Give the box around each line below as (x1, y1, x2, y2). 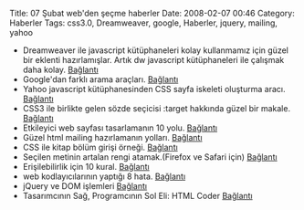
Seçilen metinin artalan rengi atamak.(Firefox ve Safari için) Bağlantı (22, 152, 278, 163)
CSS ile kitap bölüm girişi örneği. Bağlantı (22, 142, 178, 152)
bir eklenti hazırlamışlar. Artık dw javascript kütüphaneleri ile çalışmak (22, 55, 285, 65)
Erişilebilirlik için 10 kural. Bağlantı (22, 162, 150, 172)
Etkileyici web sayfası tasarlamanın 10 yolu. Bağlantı (22, 122, 217, 133)
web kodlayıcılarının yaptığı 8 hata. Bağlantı (22, 171, 186, 182)
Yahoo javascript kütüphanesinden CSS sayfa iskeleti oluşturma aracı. (22, 84, 286, 94)
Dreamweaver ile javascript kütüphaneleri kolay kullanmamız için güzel (22, 45, 289, 56)
